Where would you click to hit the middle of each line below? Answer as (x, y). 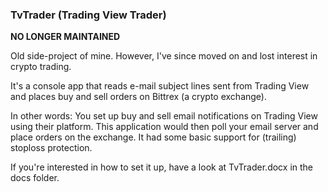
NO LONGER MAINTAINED (65, 37)
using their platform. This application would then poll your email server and (164, 127)
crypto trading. (41, 67)
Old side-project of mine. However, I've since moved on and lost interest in (164, 56)
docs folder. (35, 178)
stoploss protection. (51, 148)
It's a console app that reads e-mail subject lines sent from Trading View (160, 86)
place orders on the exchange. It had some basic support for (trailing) (153, 137)
